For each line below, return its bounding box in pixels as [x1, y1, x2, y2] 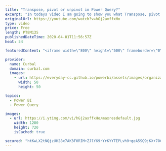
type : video [5, 21, 30, 26]
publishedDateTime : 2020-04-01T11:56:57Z [5, 35, 92, 40]
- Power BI [9, 98, 32, 103]
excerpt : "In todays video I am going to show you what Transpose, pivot [5, 12, 161, 17]
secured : [5, 138, 23, 143]
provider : [5, 57, 26, 62]
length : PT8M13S [5, 30, 39, 35]
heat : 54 [5, 39, 23, 44]
